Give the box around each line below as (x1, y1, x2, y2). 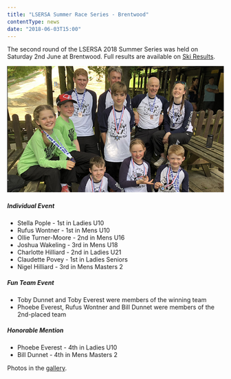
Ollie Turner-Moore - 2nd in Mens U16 (16, 233, 125, 242)
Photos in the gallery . (7, 364, 67, 372)
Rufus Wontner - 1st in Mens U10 (16, 227, 110, 235)
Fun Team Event (7, 278, 54, 286)
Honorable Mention (7, 326, 64, 334)
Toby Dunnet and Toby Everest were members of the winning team (16, 296, 207, 304)
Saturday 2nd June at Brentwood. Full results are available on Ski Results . (7, 52, 215, 61)
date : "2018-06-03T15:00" (7, 25, 81, 32)
